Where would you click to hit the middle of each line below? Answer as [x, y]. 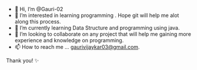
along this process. [38, 21]
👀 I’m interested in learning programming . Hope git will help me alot [97, 15]
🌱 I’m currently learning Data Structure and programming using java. [97, 28]
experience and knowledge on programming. [69, 40]
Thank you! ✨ [23, 61]
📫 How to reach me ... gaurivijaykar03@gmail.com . [77, 47]
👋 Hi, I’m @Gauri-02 [39, 9]
